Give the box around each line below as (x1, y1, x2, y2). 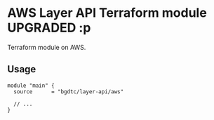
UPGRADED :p (7, 20, 91, 36)
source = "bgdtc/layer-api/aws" (13, 88, 124, 95)
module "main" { (7, 82, 55, 89)
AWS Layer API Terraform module (7, 5, 207, 21)
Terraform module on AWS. (7, 43, 86, 51)
